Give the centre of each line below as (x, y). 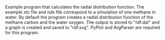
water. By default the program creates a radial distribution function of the (79, 17)
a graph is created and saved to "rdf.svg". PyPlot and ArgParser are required (82, 27)
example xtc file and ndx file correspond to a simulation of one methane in (81, 12)
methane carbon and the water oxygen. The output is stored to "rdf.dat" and (82, 22)
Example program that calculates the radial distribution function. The (75, 7)
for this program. (22, 33)
